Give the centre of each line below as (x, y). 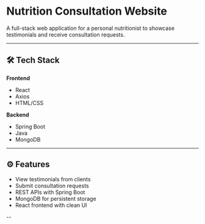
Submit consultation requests (52, 186)
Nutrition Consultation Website (87, 11)
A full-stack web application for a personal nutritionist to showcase (91, 28)
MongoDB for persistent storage (56, 198)
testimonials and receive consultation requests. (66, 34)
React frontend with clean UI (51, 205)
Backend (18, 115)
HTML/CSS (29, 103)
